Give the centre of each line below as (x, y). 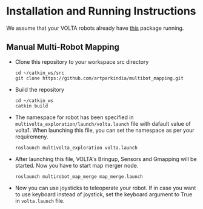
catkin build (32, 106)
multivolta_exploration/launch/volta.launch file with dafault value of (103, 123)
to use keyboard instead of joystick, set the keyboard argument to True (104, 194)
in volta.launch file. (40, 200)
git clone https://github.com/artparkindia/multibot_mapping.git (99, 78)
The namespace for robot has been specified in (75, 117)
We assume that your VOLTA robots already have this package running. (95, 28)
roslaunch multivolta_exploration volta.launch (76, 148)
